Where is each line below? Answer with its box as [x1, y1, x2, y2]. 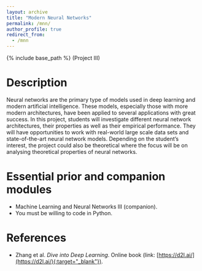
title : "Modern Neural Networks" [6, 15, 92, 21]
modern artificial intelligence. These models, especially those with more [6, 102, 188, 110]
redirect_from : [6, 32, 45, 38]
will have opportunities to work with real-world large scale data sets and [6, 128, 189, 135]
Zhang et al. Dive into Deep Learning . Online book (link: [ [15, 251, 159, 258]
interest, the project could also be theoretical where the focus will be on [6, 142, 188, 149]
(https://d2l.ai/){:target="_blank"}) [15, 258, 102, 265]
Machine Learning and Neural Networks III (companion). [15, 203, 158, 210]
